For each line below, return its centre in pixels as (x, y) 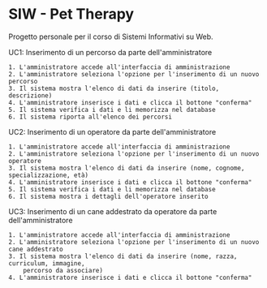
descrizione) (30, 95)
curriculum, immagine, (47, 263)
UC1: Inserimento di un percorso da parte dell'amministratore (110, 52)
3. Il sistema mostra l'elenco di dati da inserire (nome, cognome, (127, 168)
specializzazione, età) (49, 175)
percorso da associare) (63, 270)
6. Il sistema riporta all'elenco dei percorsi (90, 117)
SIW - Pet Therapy (71, 14)
